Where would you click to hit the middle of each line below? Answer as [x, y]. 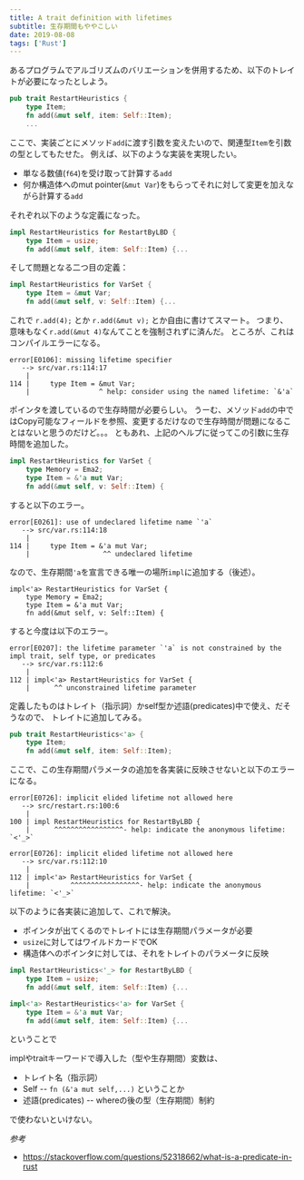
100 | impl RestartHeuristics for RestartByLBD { [105, 822]
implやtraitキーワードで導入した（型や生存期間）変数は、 [116, 1058]
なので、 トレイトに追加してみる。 [82, 717]
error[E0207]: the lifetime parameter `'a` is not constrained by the [146, 648]
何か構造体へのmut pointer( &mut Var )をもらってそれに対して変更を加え [154, 184]
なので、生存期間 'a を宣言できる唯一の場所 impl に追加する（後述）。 [135, 572]
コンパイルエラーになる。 [57, 343]
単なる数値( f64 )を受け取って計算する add [97, 172]
